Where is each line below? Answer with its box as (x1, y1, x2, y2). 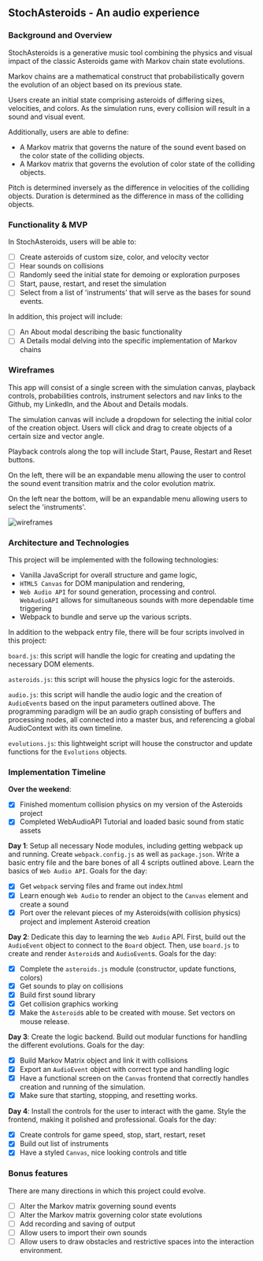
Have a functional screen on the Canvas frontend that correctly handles (19, 1074, 250, 1083)
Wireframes (8, 365, 55, 376)
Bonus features (8, 1168, 69, 1179)
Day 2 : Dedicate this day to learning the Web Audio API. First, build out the (8, 932, 246, 941)
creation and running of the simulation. (19, 1082, 146, 1092)
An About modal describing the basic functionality (19, 327, 183, 337)
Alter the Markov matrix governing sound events (19, 1201, 177, 1211)
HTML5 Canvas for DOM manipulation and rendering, (19, 579, 185, 588)
